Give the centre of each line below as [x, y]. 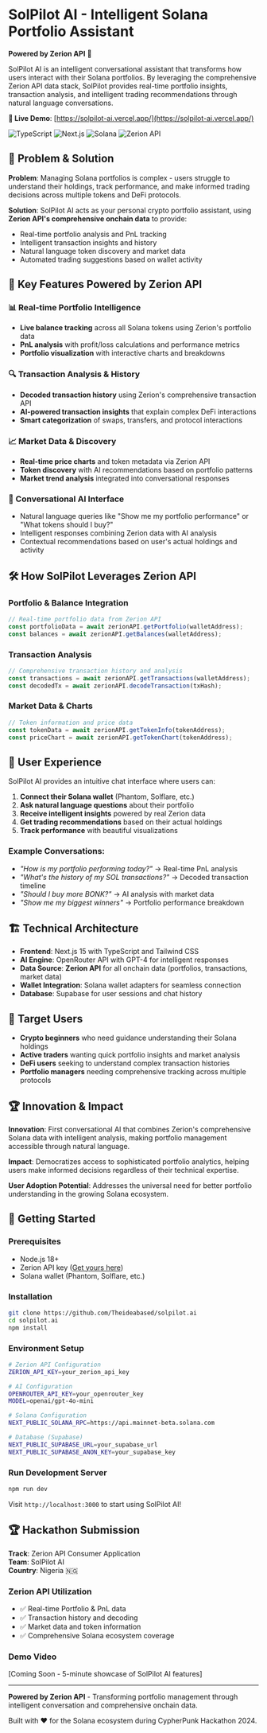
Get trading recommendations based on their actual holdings [121, 822]
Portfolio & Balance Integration [68, 602]
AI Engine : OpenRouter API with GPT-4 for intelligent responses [124, 960]
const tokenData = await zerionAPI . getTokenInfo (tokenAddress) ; [117, 730]
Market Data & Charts [50, 706]
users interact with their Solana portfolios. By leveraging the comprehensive [132, 77]
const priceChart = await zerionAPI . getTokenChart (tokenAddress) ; [120, 738]
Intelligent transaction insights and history [88, 242]
